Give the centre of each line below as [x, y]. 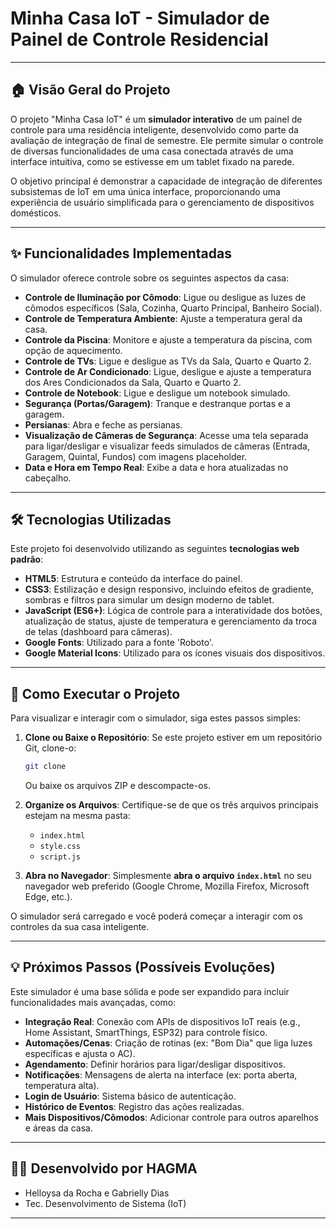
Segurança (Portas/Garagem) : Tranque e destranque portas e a [157, 403]
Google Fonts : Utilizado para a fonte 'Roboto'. [119, 643]
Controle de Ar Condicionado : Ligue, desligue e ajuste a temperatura [168, 371]
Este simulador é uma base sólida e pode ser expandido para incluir [150, 991]
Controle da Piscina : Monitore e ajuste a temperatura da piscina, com [168, 339]
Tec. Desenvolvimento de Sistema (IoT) [105, 1203]
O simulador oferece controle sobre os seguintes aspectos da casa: [150, 278]
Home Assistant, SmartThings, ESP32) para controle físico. [146, 1032]
